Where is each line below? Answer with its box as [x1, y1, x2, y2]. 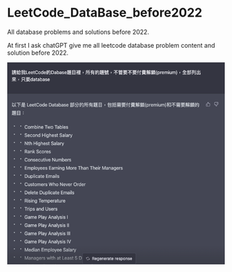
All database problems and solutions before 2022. [7, 28, 150, 36]
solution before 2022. [7, 48, 69, 57]
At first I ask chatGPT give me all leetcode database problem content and [7, 41, 215, 49]
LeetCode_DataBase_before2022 [7, 5, 202, 21]
